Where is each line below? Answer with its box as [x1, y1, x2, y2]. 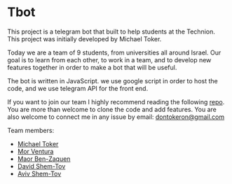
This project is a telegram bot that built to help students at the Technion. [7, 27, 215, 36]
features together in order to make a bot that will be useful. [7, 63, 177, 71]
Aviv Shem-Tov [17, 169, 62, 178]
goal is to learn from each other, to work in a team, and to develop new [7, 55, 212, 64]
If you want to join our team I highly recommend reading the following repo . [7, 97, 225, 106]
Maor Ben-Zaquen [17, 155, 71, 163]
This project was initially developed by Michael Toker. [7, 34, 162, 43]
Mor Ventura [17, 147, 54, 155]
